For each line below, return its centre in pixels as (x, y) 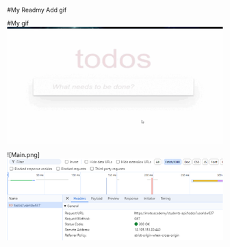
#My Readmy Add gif (37, 10)
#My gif (18, 23)
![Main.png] (23, 154)
